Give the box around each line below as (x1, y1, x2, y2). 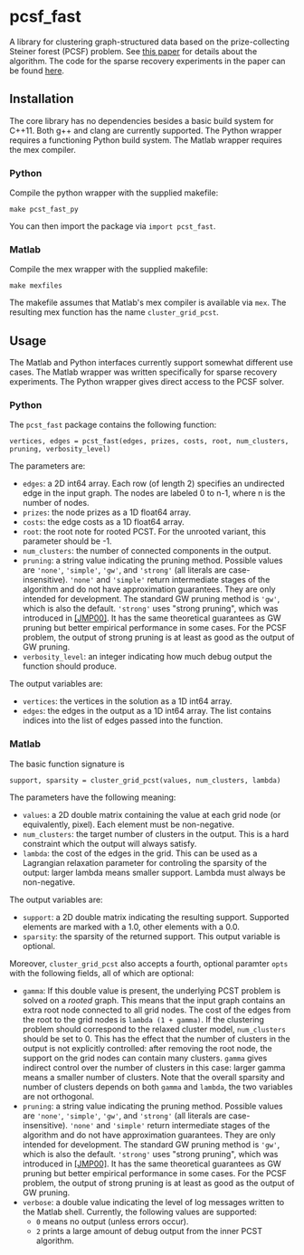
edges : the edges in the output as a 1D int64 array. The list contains (22, 706, 271, 717)
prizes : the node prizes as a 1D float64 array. (22, 507, 192, 518)
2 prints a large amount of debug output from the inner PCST (35, 1225, 262, 1236)
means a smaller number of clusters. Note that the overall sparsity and (22, 1071, 285, 1082)
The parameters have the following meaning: (9, 792, 176, 803)
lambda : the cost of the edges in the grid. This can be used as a (22, 848, 258, 859)
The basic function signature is (9, 758, 125, 769)
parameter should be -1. (22, 536, 112, 547)
